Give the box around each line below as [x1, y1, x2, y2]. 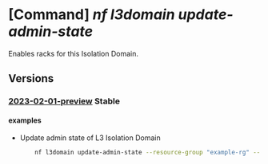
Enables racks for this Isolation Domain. [8, 49, 138, 58]
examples [8, 115, 42, 125]
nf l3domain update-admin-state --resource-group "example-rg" [34, 149, 250, 157]
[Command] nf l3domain [8, 6, 175, 24]
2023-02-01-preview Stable [8, 96, 120, 107]
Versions [8, 72, 54, 85]
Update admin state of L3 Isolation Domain [19, 133, 162, 143]
